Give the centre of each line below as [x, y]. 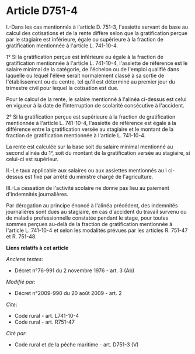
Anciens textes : [25, 259]
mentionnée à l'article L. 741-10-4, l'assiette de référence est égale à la [91, 123]
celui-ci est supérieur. [32, 159]
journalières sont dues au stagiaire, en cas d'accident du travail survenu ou [96, 211]
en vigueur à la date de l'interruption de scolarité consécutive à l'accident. [95, 105]
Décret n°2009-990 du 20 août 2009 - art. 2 [68, 293]
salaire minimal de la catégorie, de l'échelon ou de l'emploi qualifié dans [93, 69]
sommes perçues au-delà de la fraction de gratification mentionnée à [89, 224]
